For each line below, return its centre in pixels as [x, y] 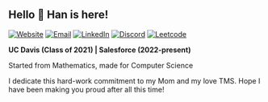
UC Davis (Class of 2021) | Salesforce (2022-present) [100, 50]
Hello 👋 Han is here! [59, 15]
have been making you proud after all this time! [86, 89]
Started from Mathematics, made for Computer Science [101, 65]
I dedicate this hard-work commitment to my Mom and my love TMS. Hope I [134, 80]
